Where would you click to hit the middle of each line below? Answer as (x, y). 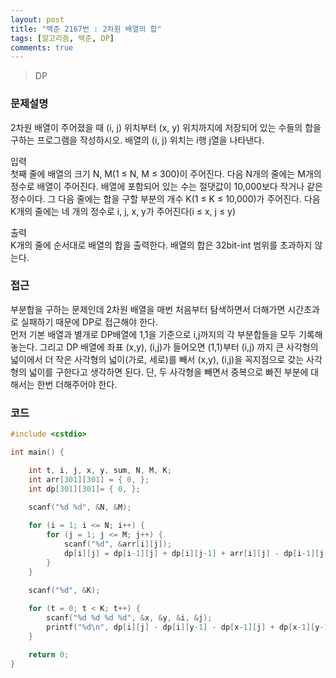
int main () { (37, 452)
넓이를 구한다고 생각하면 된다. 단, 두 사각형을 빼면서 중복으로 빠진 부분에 (168, 372)
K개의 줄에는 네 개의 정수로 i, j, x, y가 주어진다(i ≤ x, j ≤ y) (123, 211)
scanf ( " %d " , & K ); (64, 591)
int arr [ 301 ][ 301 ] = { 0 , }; (89, 479)
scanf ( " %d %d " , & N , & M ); (80, 507)
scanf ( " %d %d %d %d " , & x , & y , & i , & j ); (129, 618)
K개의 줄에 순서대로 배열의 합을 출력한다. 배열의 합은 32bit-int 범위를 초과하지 (161, 245)
